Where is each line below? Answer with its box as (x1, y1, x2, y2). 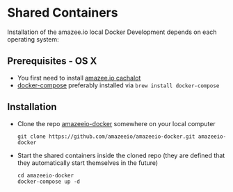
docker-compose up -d (17, 178, 80, 185)
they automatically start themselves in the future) (17, 158, 159, 167)
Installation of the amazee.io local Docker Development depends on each (7, 28, 217, 36)
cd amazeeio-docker (17, 172, 74, 179)
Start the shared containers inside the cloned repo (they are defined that (17, 151, 225, 159)
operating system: (7, 35, 59, 43)
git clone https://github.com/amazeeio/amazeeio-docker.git (17, 133, 195, 140)
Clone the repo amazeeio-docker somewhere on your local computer (17, 119, 216, 128)
